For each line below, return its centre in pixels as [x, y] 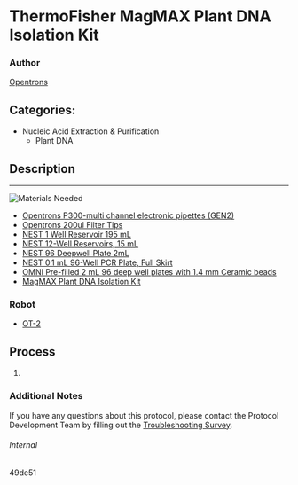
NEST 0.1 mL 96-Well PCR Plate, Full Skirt [97, 262]
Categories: [43, 110]
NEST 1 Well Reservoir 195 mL [76, 235]
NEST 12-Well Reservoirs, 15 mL [80, 244]
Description [42, 169]
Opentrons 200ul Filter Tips [72, 225]
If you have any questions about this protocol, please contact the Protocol [144, 415]
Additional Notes [46, 396]
